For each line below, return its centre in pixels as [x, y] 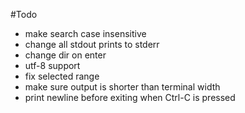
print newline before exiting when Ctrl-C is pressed [130, 97]
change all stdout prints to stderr [92, 44]
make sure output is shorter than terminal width [122, 87]
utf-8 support [52, 65]
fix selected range [62, 76]
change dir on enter [65, 55]
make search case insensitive [85, 33]
